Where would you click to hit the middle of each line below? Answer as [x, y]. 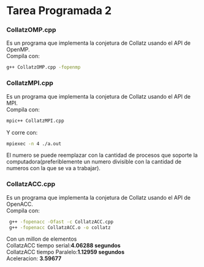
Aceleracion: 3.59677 [34, 258]
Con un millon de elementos [42, 239]
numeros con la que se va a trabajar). [54, 168]
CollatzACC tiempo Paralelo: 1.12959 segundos [65, 252]
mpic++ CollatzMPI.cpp [35, 121]
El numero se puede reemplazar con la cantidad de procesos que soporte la [102, 155]
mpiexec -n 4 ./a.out [34, 144]
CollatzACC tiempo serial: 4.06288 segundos [63, 246]
